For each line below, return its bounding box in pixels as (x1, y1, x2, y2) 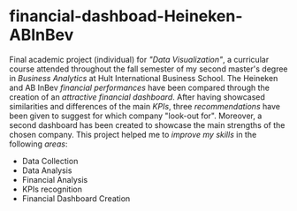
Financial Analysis (21, 174, 88, 185)
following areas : (9, 139, 68, 149)
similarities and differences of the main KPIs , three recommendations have (9, 101, 281, 111)
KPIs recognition (21, 184, 82, 194)
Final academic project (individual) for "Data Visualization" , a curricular (9, 54, 270, 64)
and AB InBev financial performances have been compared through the (9, 82, 270, 93)
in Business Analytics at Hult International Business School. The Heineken (9, 72, 278, 83)
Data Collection (21, 155, 79, 166)
